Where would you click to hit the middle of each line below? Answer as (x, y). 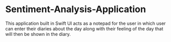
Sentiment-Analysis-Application (76, 9)
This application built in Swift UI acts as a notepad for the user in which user (85, 23)
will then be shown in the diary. (38, 34)
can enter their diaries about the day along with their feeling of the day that (84, 28)
